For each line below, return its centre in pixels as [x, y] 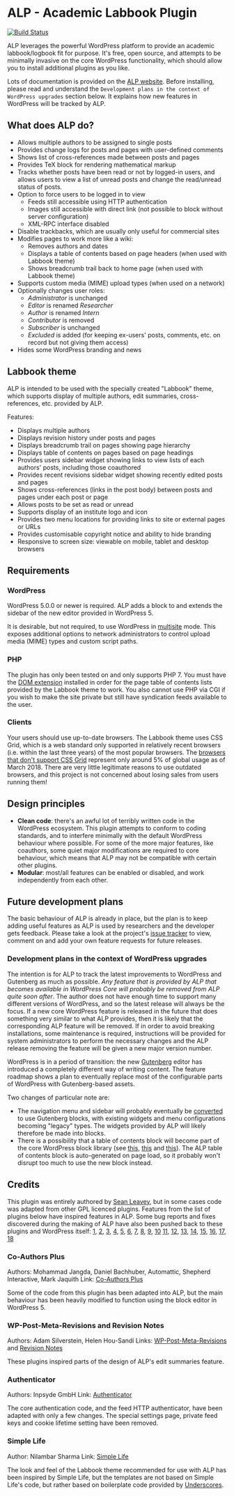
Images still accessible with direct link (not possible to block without [125, 209]
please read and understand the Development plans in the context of [109, 89]
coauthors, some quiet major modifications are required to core [108, 850]
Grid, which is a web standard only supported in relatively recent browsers [114, 745]
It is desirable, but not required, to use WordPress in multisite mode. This [111, 627]
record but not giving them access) [78, 342]
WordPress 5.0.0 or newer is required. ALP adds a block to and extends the [115, 606]
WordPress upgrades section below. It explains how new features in [102, 96]
